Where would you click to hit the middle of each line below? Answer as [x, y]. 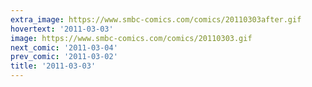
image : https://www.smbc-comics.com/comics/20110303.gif [131, 38]
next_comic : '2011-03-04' [64, 47]
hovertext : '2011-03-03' [62, 29]
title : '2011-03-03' [53, 66]
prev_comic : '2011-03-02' [64, 57]
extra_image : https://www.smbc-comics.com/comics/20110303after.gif [156, 19]
